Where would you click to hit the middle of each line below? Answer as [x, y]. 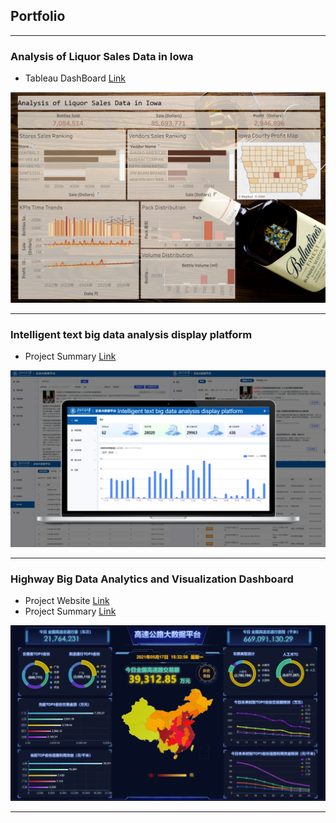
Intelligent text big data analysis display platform [131, 334]
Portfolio [38, 16]
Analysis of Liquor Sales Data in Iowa [102, 56]
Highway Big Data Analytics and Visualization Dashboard [152, 579]
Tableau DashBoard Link [75, 78]
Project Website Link [67, 600]
